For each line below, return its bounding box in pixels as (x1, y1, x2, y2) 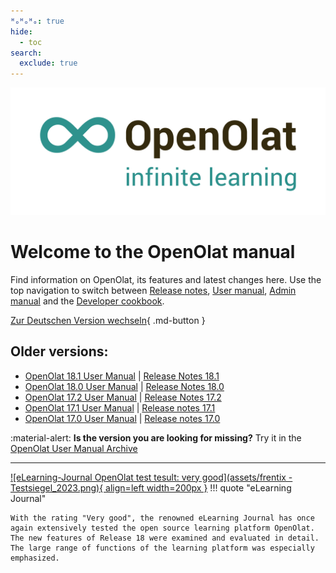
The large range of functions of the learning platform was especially (10, 543, 315, 553)
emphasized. (10, 553, 60, 563)
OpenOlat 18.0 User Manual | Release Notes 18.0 (24, 380, 225, 392)
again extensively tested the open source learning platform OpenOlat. (10, 523, 315, 533)
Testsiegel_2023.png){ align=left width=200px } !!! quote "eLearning (10, 481, 292, 494)
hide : (10, 26, 33, 37)
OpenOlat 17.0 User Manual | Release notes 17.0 (24, 412, 221, 424)
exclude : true (19, 58, 78, 69)
